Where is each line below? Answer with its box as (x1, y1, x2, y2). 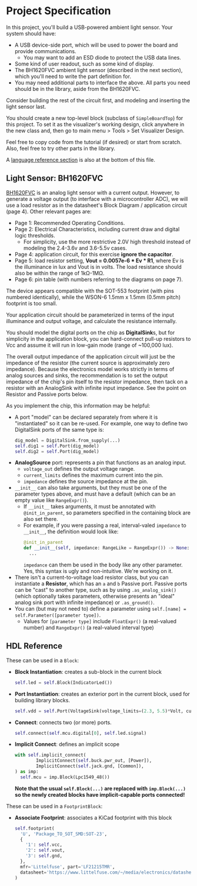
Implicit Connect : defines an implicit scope (14, 741, 120, 748)
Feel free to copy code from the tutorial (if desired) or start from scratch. (6, 138, 182, 145)
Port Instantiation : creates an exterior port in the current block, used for (14, 690, 190, 698)
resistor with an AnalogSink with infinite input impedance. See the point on (6, 384, 186, 391)
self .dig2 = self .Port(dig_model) (14, 448, 99, 454)
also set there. (23, 516, 58, 523)
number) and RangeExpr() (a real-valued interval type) (23, 624, 154, 631)
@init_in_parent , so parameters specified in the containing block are (23, 509, 191, 516)
